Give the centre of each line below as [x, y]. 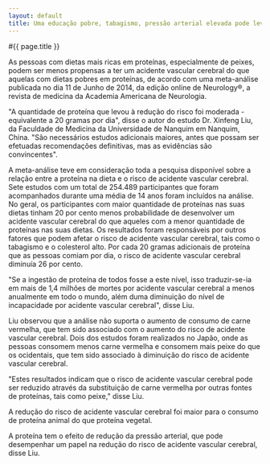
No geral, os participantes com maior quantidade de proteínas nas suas [127, 204]
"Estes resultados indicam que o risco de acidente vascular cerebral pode [131, 379]
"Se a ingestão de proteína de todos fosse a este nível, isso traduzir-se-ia [130, 279]
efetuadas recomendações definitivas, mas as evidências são [110, 146]
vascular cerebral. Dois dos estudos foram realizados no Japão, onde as [128, 338]
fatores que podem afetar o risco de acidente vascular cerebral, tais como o [134, 238]
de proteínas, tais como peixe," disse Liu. [76, 396]
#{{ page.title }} [34, 46]
